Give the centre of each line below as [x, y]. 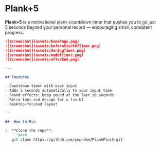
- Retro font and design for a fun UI [44, 100]
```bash [19, 135]
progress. [15, 32]
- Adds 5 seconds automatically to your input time [58, 90]
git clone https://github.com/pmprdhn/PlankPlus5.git [67, 140]
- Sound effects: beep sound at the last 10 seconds [60, 95]
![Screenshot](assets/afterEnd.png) [42, 60]
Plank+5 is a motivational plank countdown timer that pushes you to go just [80, 22]
